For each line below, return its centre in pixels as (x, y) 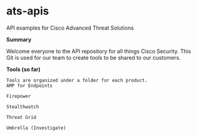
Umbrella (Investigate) (36, 128)
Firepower (19, 96)
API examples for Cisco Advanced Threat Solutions (70, 28)
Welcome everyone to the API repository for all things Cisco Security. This (99, 51)
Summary (19, 39)
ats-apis (28, 11)
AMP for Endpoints (29, 86)
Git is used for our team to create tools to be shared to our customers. (93, 57)
